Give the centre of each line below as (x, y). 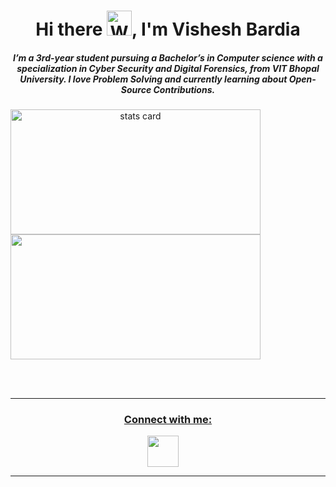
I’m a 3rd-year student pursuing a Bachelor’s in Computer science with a (168, 57)
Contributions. (184, 89)
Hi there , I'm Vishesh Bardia (168, 29)
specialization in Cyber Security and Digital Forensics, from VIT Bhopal (168, 68)
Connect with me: (168, 420)
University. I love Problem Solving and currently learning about (153, 79)
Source (136, 89)
